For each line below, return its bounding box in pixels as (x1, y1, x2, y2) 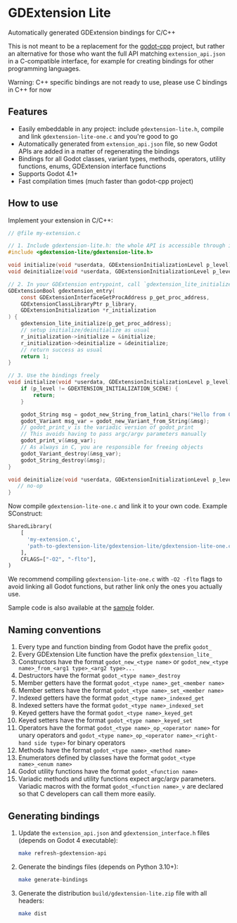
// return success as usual (20, 346, 103, 353)
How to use (8, 197, 58, 209)
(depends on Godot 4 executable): (18, 836, 118, 844)
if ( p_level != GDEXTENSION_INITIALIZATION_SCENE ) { (20, 385, 179, 392)
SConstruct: (8, 509, 43, 518)
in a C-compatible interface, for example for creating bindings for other (8, 56, 214, 65)
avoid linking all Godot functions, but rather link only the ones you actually (8, 582, 223, 591)
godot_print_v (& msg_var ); (20, 437, 97, 444)
